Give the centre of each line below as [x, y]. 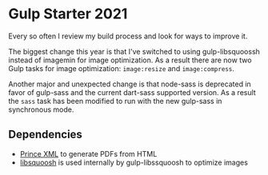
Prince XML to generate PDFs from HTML [88, 153]
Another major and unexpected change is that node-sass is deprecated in [130, 84]
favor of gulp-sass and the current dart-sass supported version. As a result [132, 92]
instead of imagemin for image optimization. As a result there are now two [130, 60]
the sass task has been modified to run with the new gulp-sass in [115, 101]
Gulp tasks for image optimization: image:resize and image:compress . [121, 68]
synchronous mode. [41, 109]
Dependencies [45, 135]
